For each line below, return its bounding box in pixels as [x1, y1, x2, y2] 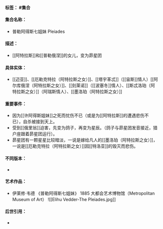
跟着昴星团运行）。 [20, 131, 58, 137]
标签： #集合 [5, 4, 31, 10]
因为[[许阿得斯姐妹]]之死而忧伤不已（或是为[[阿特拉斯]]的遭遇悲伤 [12, 113, 145, 119]
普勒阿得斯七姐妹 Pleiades [12, 28, 65, 34]
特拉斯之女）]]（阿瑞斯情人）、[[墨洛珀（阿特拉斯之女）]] [12, 89, 122, 95]
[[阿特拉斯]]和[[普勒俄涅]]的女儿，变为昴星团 [12, 52, 102, 58]
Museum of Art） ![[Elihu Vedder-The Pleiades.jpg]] [12, 196, 116, 202]
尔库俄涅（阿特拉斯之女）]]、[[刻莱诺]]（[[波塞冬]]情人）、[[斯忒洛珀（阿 [12, 82, 155, 88]
